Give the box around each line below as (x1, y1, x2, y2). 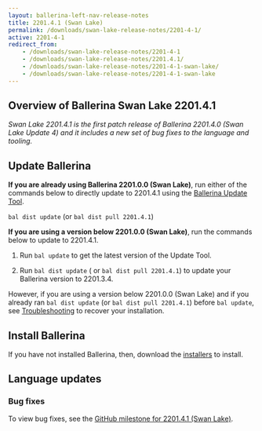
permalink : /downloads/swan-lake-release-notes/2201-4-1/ (8, 26, 202, 34)
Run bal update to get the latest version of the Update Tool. (19, 250, 212, 260)
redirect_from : (8, 41, 58, 49)
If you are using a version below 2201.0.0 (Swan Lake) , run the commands (8, 227, 253, 236)
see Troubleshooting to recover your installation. (8, 306, 165, 316)
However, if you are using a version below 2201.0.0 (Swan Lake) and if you (8, 290, 249, 299)
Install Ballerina (8, 329, 86, 342)
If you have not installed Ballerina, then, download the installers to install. (8, 350, 243, 360)
